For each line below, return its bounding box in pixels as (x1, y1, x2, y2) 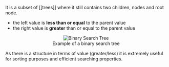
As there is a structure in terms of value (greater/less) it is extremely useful (5, 51, 163, 56)
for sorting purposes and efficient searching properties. (5, 56, 123, 62)
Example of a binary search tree (52, 40, 120, 47)
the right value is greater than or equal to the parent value (12, 25, 136, 31)
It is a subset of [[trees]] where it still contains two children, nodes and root (5, 5, 164, 10)
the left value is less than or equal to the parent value (12, 20, 126, 26)
